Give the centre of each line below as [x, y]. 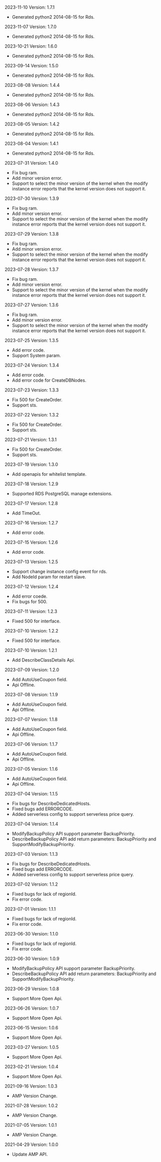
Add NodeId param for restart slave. [49, 577]
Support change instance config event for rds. [59, 571]
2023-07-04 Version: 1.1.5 [31, 794]
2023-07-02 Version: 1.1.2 [31, 884]
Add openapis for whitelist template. [49, 474]
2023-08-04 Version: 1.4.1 [31, 143]
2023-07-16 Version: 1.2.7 [31, 523]
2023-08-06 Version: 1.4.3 [32, 104]
